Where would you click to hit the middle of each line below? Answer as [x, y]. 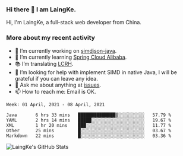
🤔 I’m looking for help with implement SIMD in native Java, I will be [96, 72]
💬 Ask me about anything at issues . [58, 85]
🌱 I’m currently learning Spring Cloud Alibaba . [71, 57]
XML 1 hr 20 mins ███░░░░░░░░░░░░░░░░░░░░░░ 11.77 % [89, 125]
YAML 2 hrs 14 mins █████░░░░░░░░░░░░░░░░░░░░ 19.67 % [89, 120]
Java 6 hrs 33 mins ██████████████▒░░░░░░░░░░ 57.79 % [89, 115]
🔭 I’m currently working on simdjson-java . [66, 50]
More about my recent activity [51, 38]
